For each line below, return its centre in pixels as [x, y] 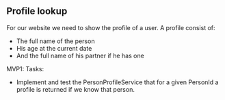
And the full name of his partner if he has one [80, 55]
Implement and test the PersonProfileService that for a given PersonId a [117, 82]
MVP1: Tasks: [25, 68]
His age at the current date [54, 48]
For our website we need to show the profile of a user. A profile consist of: [111, 27]
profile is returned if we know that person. [75, 89]
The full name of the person [55, 41]
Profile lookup [37, 11]
